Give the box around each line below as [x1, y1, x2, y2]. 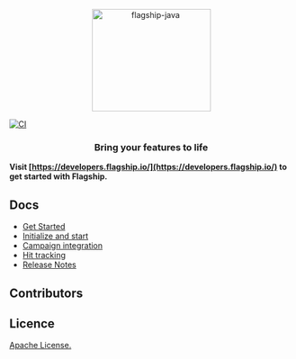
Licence [9, 316, 56, 331]
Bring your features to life [94, 140, 209, 153]
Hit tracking [22, 250, 66, 261]
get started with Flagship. [9, 171, 108, 182]
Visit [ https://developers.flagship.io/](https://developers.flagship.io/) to [9, 162, 288, 173]
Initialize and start [22, 230, 89, 242]
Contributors [9, 285, 84, 301]
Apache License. [9, 340, 72, 351]
